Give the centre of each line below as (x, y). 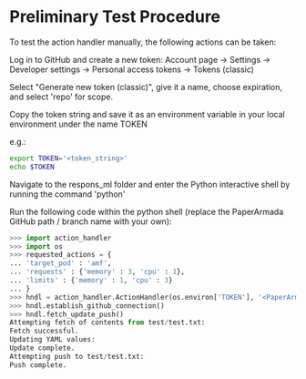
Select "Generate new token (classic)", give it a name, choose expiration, (146, 87)
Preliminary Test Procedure (115, 17)
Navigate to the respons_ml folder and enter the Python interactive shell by (150, 184)
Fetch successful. (44, 331)
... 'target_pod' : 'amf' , (61, 263)
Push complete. (38, 365)
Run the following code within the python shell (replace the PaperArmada (147, 211)
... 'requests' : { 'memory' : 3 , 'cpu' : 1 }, (97, 272)
